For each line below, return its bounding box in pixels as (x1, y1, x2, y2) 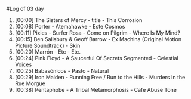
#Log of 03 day (6, 5, 44, 12)
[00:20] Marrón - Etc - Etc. (14, 48, 81, 55)
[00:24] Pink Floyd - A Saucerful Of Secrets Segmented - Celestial (14, 55, 179, 61)
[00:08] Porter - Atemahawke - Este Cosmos (14, 23, 125, 30)
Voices (14, 61, 32, 68)
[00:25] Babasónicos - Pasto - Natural (14, 67, 109, 74)
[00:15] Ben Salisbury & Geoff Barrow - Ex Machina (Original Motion (14, 36, 182, 42)
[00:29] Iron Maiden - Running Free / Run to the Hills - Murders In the (14, 74, 186, 81)
